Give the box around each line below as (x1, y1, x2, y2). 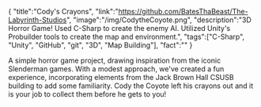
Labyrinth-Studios (8, 15, 67, 25)
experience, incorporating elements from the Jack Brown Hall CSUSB (8, 73, 235, 82)
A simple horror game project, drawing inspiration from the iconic (8, 55, 221, 65)
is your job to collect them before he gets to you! (8, 90, 167, 98)
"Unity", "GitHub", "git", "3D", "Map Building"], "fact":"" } (8, 40, 193, 50)
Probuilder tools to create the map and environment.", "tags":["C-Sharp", (8, 32, 245, 41)
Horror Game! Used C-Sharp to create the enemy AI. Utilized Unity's (8, 24, 231, 32)
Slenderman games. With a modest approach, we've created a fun (8, 64, 225, 74)
